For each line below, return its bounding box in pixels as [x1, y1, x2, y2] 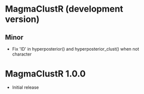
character [12, 51, 32, 57]
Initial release [12, 84, 39, 90]
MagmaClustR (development [5, 3, 124, 15]
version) [5, 14, 40, 25]
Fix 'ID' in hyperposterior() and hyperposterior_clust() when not [12, 46, 140, 52]
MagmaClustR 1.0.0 [5, 68, 86, 79]
